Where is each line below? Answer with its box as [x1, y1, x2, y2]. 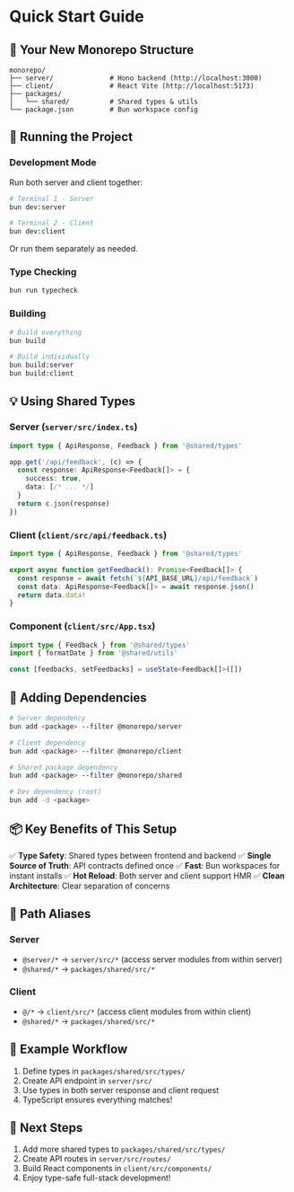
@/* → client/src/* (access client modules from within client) [22, 1006, 252, 1017]
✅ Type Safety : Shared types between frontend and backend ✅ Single [9, 850, 272, 861]
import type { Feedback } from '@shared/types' [9, 640, 191, 649]
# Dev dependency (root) [9, 788, 102, 797]
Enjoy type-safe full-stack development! [22, 1172, 171, 1183]
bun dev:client [9, 227, 66, 236]
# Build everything [9, 328, 82, 337]
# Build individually [9, 352, 91, 361]
